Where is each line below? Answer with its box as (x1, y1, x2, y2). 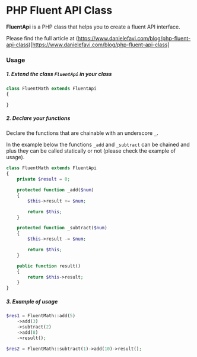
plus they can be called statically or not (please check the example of (6, 147, 176, 154)
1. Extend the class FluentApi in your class (6, 71, 112, 78)
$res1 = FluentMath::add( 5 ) (6, 313, 76, 319)
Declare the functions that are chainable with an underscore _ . (6, 129, 158, 137)
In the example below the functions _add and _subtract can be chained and (6, 141, 190, 149)
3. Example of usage (6, 298, 58, 305)
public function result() (17, 263, 81, 269)
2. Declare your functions (6, 115, 71, 122)
